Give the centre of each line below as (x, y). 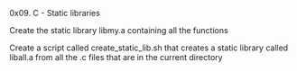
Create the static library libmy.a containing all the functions (119, 30)
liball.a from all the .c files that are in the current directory (116, 57)
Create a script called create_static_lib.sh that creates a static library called (149, 48)
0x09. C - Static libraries (55, 13)
